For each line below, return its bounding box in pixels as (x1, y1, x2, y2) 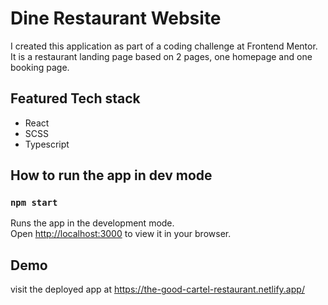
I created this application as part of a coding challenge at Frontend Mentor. (10, 40, 318, 52)
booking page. (10, 61, 70, 73)
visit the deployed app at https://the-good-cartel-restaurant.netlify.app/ (10, 283, 305, 296)
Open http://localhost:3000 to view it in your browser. (10, 228, 232, 240)
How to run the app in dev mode (10, 167, 213, 184)
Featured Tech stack (10, 90, 141, 107)
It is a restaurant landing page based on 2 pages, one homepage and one (10, 50, 313, 62)
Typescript (24, 138, 70, 150)
